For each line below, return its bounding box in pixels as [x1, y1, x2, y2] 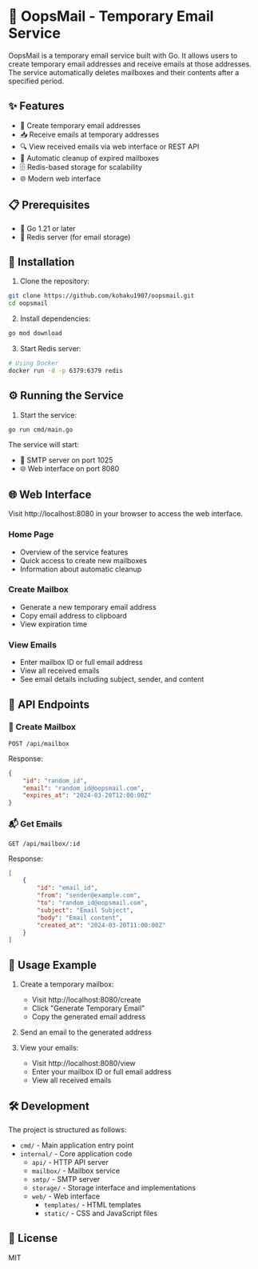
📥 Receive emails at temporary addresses [19, 130, 160, 139]
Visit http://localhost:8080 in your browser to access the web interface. [8, 509, 244, 518]
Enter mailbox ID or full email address [19, 658, 144, 667]
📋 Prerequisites [8, 198, 90, 212]
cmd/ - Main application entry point [19, 1140, 134, 1150]
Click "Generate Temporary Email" [31, 1003, 145, 1013]
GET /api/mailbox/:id [8, 839, 81, 847]
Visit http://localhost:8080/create [31, 995, 141, 1005]
